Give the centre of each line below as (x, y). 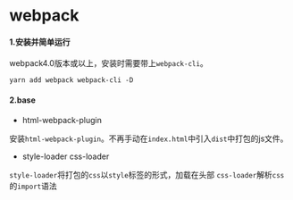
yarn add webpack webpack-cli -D (71, 80)
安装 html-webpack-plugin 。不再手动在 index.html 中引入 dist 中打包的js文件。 (149, 138)
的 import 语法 (33, 186)
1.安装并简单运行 (40, 42)
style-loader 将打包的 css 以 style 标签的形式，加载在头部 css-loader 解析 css (147, 174)
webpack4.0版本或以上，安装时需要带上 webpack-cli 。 (109, 63)
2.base (22, 100)
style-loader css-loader (66, 156)
